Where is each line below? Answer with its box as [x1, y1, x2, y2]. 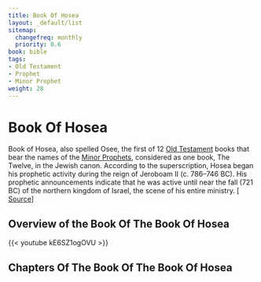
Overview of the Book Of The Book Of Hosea [8, 217, 230, 230]
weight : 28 [8, 84, 44, 93]
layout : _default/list [8, 19, 83, 27]
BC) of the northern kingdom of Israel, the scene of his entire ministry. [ [8, 186, 240, 196]
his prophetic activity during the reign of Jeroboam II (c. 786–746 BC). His [8, 170, 248, 179]
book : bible [8, 48, 47, 56]
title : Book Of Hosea [8, 11, 79, 20]
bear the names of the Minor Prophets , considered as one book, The [8, 152, 230, 162]
